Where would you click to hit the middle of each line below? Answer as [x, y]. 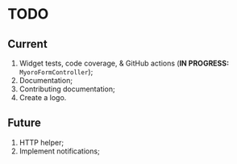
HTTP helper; [42, 142]
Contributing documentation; [67, 89]
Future [25, 123]
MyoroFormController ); [56, 72]
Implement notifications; [59, 151]
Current [27, 44]
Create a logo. [43, 97]
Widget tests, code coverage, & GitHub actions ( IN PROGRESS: [124, 63]
